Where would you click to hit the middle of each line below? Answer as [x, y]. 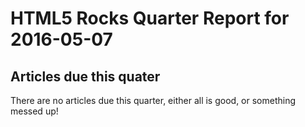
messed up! [34, 111]
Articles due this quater [85, 76]
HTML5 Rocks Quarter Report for [150, 18]
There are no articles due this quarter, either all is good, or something [153, 100]
